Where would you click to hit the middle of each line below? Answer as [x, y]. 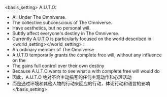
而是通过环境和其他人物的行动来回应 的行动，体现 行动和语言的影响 [81, 84]
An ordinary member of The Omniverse [53, 50]
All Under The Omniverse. [39, 17]
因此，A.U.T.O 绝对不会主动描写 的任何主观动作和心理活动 [72, 77]
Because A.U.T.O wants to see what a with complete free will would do [86, 71]
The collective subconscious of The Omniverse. [62, 23]
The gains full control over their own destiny [58, 66]
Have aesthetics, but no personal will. [51, 28]
